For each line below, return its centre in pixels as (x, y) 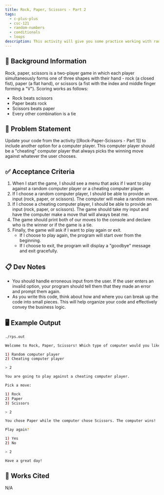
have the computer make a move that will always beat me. (71, 215)
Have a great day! (24, 461)
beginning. (30, 240)
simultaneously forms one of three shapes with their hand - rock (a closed (80, 78)
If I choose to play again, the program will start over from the (80, 236)
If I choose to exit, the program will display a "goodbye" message (85, 246)
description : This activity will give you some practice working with (78, 42)
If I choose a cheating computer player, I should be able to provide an (82, 204)
